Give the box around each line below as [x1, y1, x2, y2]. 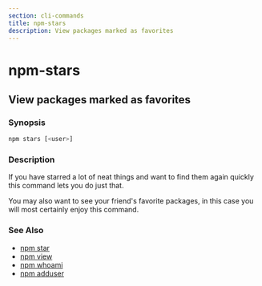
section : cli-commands [8, 11, 84, 20]
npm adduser [19, 268, 64, 278]
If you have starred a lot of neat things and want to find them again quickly [8, 172, 255, 182]
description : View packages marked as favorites [8, 26, 174, 34]
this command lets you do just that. [8, 181, 124, 191]
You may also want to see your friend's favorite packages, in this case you [8, 196, 254, 206]
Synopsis [8, 117, 46, 128]
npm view [19, 252, 53, 261]
